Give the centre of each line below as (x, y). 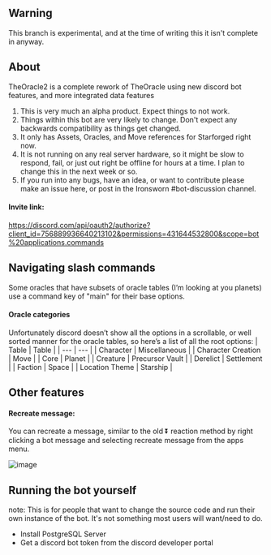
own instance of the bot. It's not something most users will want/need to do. (135, 518)
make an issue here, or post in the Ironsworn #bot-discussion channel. (138, 188)
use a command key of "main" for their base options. (97, 296)
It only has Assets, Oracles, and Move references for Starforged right (135, 136)
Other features (46, 393)
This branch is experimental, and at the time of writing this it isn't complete (133, 32)
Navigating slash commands (82, 268)
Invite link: (26, 207)
